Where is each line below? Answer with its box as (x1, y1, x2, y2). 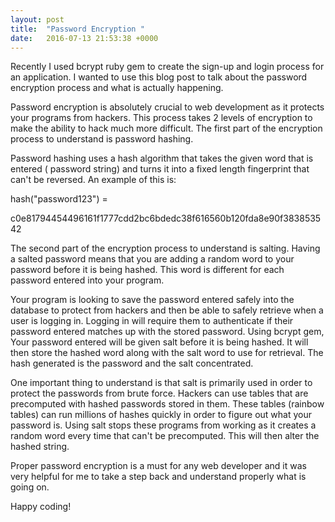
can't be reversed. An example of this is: (10, 174, 177, 186)
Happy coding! (10, 501, 72, 513)
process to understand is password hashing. (10, 133, 194, 145)
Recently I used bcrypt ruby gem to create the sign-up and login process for (10, 61, 325, 73)
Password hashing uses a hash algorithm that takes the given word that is (10, 152, 314, 165)
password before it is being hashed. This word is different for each (10, 264, 285, 276)
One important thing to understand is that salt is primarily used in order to (10, 377, 313, 389)
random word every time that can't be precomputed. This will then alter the (10, 430, 320, 442)
